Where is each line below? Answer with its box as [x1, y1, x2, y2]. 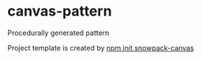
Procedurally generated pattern [7, 28, 110, 37]
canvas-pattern [7, 2, 112, 20]
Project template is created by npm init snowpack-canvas [7, 43, 194, 52]
